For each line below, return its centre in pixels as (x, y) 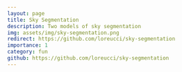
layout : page (26, 13)
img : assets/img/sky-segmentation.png (63, 33)
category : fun (28, 52)
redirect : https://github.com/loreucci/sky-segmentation (91, 39)
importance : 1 (28, 45)
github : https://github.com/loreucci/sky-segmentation (88, 58)
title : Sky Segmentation (43, 20)
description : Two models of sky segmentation (74, 26)
